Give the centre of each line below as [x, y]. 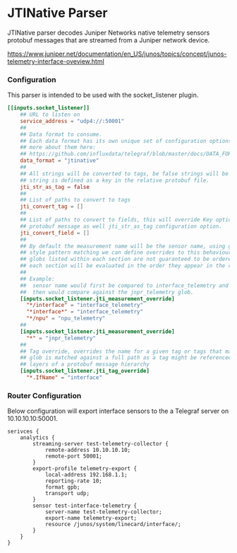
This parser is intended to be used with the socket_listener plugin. [103, 95]
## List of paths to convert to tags [75, 200]
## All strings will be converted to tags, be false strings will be [124, 174]
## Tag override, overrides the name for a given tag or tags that [121, 351]
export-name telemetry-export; [91, 518]
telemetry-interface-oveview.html [56, 61]
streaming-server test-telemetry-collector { [101, 444]
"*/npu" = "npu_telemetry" [66, 319]
